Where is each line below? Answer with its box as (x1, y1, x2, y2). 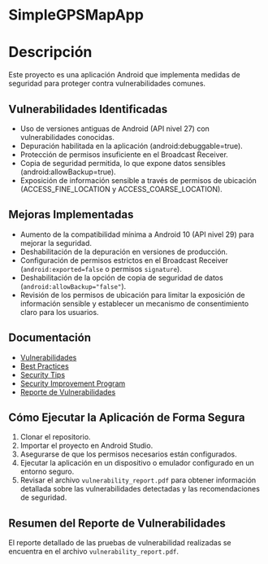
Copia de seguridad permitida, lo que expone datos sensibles (19, 158, 226, 168)
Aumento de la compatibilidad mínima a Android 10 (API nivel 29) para (19, 230, 254, 239)
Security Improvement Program (19, 378, 126, 388)
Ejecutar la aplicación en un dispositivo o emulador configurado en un (19, 458, 254, 468)
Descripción (8, 43, 93, 62)
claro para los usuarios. (19, 307, 99, 317)
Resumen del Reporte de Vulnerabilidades (8, 516, 226, 530)
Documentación (8, 331, 92, 345)
